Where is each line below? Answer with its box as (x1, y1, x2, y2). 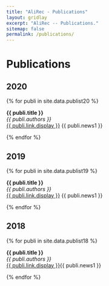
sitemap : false (6, 25, 45, 32)
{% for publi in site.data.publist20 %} (6, 97, 99, 105)
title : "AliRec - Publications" (6, 8, 88, 15)
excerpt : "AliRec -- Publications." (6, 20, 99, 26)
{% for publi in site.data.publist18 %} (6, 237, 98, 244)
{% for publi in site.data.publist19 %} (6, 167, 98, 174)
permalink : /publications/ (6, 31, 74, 37)
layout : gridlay (6, 15, 47, 21)
